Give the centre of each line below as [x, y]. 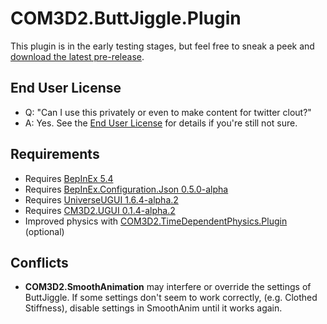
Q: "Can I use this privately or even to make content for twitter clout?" [168, 112]
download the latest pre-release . [77, 56]
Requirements [55, 154]
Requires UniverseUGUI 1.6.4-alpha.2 [101, 199]
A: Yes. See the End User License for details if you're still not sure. [161, 123]
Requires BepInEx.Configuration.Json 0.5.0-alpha [126, 189]
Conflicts [39, 262]
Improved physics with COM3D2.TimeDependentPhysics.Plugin [156, 221]
